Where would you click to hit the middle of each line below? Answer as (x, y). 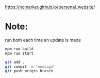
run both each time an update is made (43, 40)
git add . (15, 62)
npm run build (19, 49)
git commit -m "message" (30, 67)
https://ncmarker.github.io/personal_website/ (50, 7)
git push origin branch (29, 71)
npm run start (19, 53)
